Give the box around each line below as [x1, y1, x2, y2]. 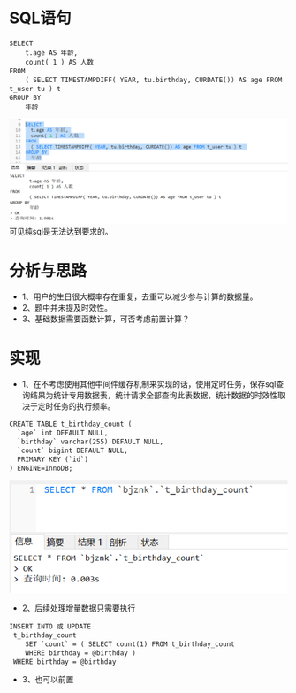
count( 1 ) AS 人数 [25, 58, 95, 66]
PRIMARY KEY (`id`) [17, 455, 89, 465]
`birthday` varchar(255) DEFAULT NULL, [17, 437, 164, 447]
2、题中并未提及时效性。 [21, 303, 113, 313]
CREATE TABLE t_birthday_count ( [9, 420, 133, 429]
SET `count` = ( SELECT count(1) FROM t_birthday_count [25, 640, 236, 649]
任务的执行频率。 [52, 401, 116, 412]
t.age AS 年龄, [25, 48, 79, 58]
